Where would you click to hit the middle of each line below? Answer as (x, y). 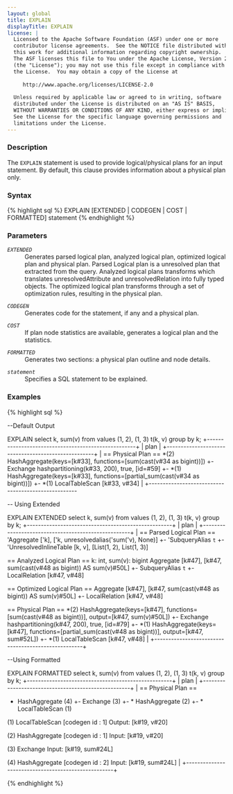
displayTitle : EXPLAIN (40, 26)
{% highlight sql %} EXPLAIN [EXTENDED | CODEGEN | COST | (97, 210)
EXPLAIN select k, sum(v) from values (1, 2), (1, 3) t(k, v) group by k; (104, 439)
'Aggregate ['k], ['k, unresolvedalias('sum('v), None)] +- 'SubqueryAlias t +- (116, 540)
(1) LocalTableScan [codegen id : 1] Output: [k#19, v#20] (88, 722)
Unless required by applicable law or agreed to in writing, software (118, 98)
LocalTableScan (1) (44, 709)
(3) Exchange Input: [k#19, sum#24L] (60, 749)
